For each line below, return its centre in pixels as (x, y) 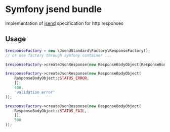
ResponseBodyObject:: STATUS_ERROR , (52, 78)
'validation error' (35, 92)
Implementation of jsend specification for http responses (64, 23)
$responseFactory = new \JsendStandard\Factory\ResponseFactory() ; (78, 51)
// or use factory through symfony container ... (59, 55)
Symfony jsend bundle (54, 9)
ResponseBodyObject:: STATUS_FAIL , (51, 111)
